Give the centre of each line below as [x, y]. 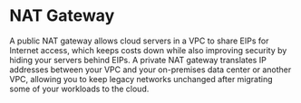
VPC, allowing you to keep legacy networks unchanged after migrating [141, 79]
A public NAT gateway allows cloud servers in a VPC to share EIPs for [139, 41]
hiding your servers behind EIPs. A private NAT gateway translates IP [138, 60]
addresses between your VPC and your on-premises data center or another [150, 70]
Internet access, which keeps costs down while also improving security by [148, 50]
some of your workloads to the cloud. [79, 89]
